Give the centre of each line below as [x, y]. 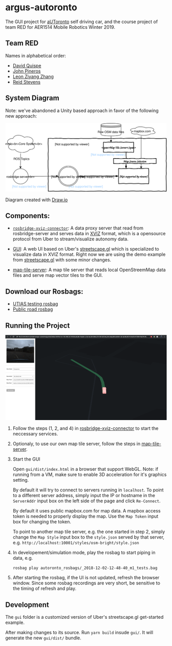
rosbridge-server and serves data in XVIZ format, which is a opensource [89, 234]
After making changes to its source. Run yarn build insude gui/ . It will [79, 632]
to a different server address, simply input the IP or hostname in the [84, 496]
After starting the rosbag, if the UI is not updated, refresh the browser [86, 578]
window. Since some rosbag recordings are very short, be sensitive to [86, 583]
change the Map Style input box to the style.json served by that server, [89, 537]
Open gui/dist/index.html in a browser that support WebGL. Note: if [85, 469]
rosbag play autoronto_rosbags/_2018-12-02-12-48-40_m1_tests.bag [85, 568]
